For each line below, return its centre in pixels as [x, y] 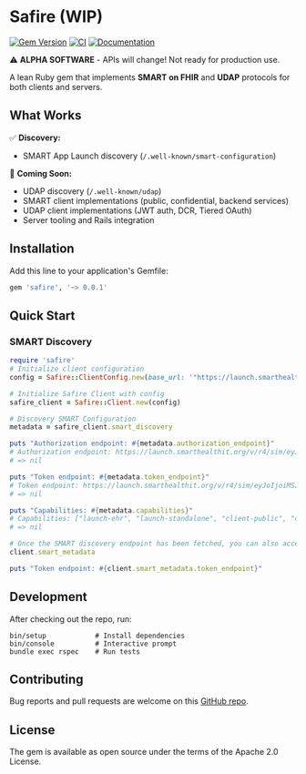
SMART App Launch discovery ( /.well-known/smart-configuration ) [149, 156]
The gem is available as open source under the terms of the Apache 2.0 [144, 752]
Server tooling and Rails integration [88, 219]
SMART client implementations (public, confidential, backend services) [156, 200]
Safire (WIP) [56, 17]
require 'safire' [42, 361]
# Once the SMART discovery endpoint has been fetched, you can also [144, 544]
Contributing [46, 679]
